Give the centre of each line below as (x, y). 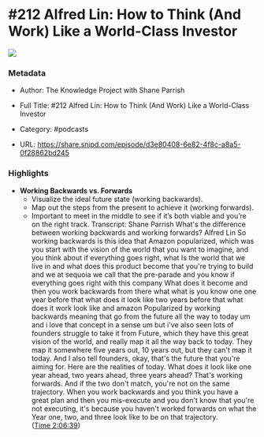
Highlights (28, 174)
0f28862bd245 (44, 153)
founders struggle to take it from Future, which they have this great (140, 333)
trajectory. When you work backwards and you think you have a (135, 391)
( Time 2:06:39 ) (56, 425)
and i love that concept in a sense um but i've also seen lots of (132, 324)
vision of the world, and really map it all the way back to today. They (142, 342)
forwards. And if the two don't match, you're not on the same (130, 383)
